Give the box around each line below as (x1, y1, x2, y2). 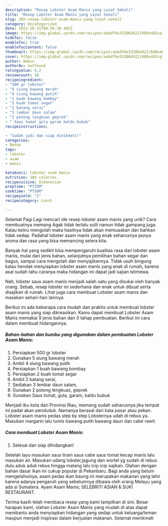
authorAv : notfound (5, 63, 46, 68)
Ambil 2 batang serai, (12, 376, 56, 382)
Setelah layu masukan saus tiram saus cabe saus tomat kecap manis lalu (5, 452, 155, 458)
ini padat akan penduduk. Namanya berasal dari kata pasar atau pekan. (5, 407, 152, 413)
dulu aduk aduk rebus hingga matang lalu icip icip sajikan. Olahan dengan (5, 462, 157, 468)
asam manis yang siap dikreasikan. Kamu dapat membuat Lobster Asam (5, 309, 153, 315)
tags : (5, 147, 16, 152)
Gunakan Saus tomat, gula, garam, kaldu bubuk (12, 392, 110, 398)
